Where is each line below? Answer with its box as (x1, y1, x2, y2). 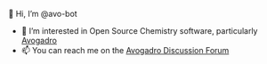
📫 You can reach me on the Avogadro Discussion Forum (20, 45, 230, 55)
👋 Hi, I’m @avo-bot (8, 9, 77, 19)
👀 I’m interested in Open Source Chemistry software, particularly (20, 26, 258, 36)
